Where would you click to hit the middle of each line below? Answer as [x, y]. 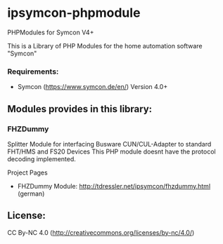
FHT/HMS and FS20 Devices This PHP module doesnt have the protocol [111, 151]
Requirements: [33, 72]
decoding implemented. [42, 158]
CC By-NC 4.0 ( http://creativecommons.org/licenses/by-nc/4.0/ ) [101, 232]
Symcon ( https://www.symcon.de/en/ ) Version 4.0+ [93, 87]
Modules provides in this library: [80, 109]
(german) [31, 194]
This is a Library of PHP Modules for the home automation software [105, 46]
